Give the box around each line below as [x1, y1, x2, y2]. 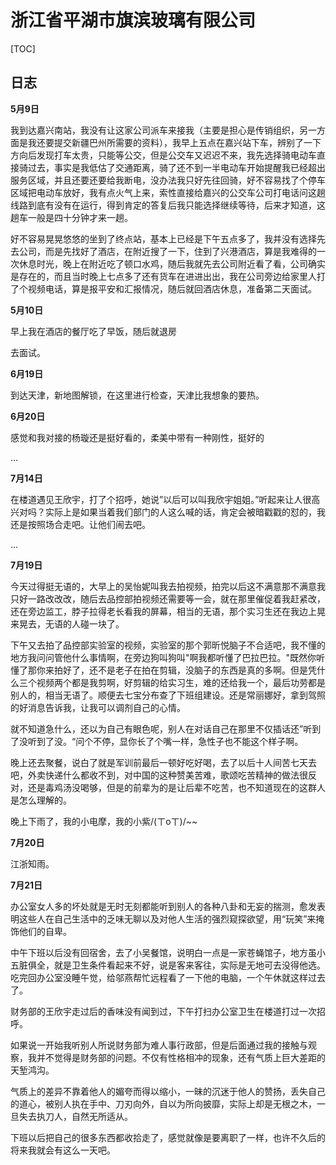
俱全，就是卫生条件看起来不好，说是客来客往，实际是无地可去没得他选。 [27, 959, 326, 971]
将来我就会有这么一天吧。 [10, 1144, 116, 1156]
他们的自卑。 [18, 925, 72, 937]
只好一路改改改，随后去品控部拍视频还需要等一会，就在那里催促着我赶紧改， [10, 592, 326, 605]
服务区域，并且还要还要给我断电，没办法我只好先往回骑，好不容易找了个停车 [10, 174, 326, 186]
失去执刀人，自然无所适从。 [18, 1110, 133, 1122]
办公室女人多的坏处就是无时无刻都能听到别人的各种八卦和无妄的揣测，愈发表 [10, 900, 326, 912]
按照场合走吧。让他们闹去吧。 [27, 518, 151, 530]
